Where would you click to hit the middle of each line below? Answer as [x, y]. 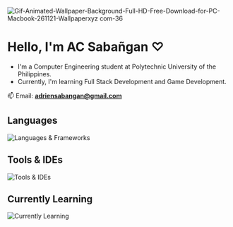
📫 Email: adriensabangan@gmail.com [65, 95]
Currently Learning [50, 199]
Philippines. [34, 74]
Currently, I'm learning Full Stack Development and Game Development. [122, 81]
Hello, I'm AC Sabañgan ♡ [86, 47]
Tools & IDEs [35, 160]
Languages [32, 121]
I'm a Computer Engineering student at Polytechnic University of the [117, 66]
